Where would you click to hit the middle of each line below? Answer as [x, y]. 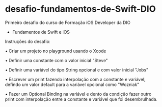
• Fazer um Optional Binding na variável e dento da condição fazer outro [78, 94]
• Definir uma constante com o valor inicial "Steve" [56, 60]
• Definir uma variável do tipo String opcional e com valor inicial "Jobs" [77, 70]
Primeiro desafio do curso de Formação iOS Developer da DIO [68, 22]
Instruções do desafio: [28, 41]
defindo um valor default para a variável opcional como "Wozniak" [72, 85]
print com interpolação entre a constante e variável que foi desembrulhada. [81, 99]
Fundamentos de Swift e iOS [41, 32]
